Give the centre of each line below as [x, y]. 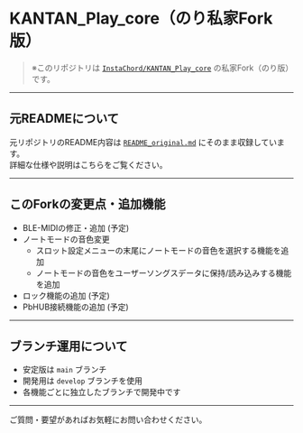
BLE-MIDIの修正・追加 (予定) [76, 227]
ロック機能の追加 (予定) [66, 295]
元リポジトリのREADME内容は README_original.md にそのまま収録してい [143, 142]
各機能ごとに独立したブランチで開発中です [101, 392]
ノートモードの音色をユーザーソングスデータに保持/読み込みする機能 [164, 272]
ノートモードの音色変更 [66, 239]
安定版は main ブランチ [64, 370]
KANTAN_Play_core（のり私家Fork [141, 18]
